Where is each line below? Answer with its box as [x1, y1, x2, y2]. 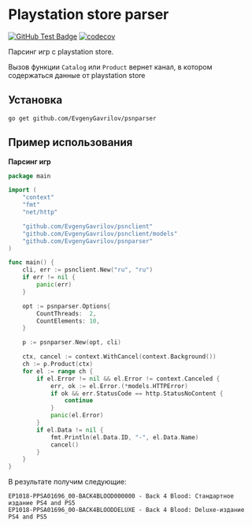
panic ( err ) [36, 281, 72, 289]
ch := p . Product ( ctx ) [22, 361, 93, 368]
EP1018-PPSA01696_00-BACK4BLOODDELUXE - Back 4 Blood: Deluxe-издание [8, 506, 245, 514]
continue [64, 397, 93, 405]
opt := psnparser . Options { [22, 302, 111, 310]
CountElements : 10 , [36, 317, 101, 325]
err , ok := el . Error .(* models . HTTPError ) [50, 382, 189, 390]
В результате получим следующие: [8, 477, 127, 487]
